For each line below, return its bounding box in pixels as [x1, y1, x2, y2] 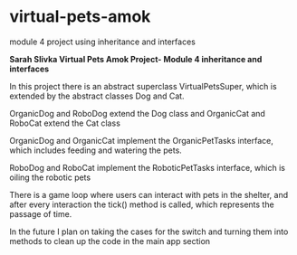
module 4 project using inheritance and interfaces [9, 36, 196, 47]
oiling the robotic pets [9, 172, 91, 183]
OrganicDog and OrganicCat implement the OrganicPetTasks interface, [9, 135, 273, 146]
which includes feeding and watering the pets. [9, 145, 183, 156]
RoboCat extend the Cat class [9, 118, 120, 128]
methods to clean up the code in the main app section [9, 235, 211, 246]
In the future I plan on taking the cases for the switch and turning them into [9, 226, 289, 237]
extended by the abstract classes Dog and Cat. [9, 90, 185, 101]
